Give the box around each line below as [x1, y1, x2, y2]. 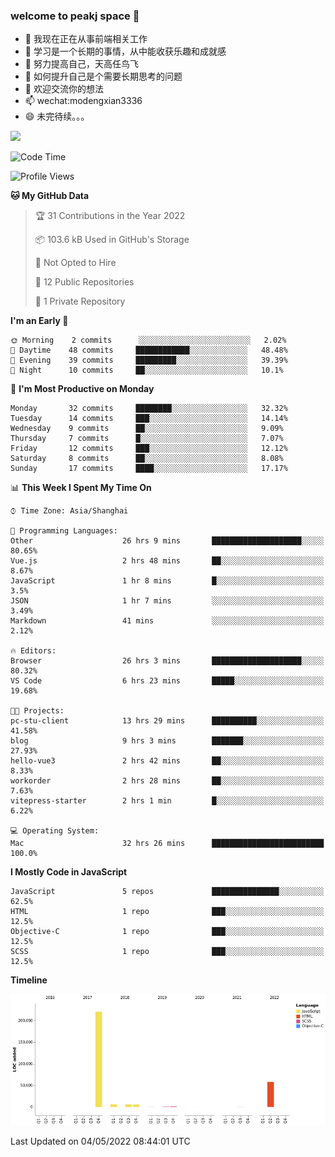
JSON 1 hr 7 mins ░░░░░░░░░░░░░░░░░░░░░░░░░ [10, 596, 325, 606]
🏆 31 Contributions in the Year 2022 [34, 210, 186, 222]
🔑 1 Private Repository [34, 295, 126, 308]
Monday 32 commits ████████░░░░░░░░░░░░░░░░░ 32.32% [10, 404, 288, 414]
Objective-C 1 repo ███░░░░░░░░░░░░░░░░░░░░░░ [10, 927, 325, 937]
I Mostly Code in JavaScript [10, 866, 128, 878]
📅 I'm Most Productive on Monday [10, 383, 155, 395]
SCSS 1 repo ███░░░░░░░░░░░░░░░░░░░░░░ [10, 947, 325, 957]
